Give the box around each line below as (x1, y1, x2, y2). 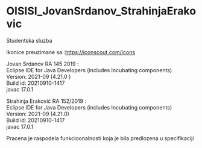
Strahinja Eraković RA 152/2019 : (6, 97, 86, 105)
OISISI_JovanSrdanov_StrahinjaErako (6, 4, 197, 18)
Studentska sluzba (6, 37, 52, 44)
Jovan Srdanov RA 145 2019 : (6, 60, 79, 67)
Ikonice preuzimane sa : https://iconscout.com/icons (6, 48, 136, 55)
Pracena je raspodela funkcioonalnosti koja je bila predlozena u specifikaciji (6, 134, 194, 142)
